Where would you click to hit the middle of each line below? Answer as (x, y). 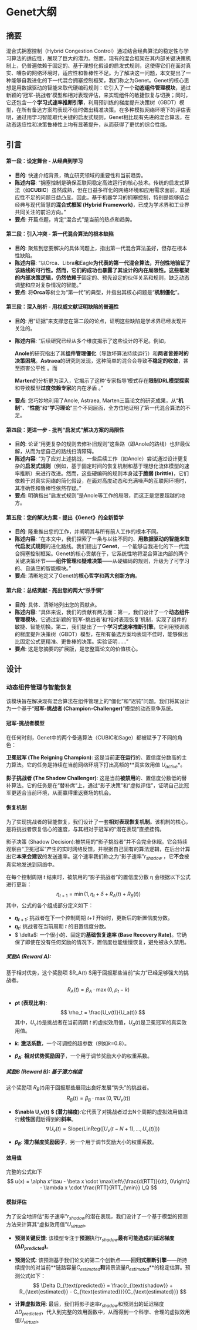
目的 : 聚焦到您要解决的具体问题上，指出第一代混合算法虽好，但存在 (96, 248)
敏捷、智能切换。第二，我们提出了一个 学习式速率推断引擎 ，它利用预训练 (102, 626)
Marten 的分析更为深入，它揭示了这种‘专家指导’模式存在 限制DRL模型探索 (102, 381)
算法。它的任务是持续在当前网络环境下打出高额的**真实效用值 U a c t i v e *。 (98, 765)
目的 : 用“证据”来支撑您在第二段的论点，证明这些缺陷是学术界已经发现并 (101, 321)
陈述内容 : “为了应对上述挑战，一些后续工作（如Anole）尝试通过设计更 (98, 459)
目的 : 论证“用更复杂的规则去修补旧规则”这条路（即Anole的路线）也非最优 (102, 444)
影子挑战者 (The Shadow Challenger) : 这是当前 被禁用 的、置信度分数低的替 (96, 778)
